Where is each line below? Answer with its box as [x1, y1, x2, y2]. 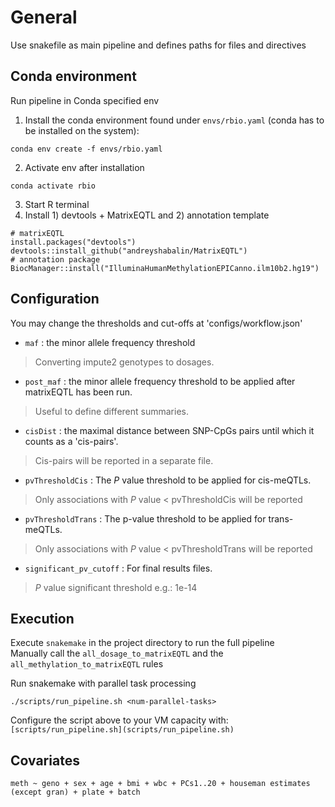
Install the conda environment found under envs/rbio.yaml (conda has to [24, 114, 325, 126]
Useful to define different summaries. [34, 405, 189, 417]
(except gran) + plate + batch [10, 787, 141, 798]
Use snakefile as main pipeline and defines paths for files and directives [10, 39, 307, 51]
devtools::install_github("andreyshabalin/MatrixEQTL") [10, 246, 248, 256]
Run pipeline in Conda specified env [10, 94, 160, 106]
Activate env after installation [24, 161, 145, 173]
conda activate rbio [10, 181, 97, 191]
